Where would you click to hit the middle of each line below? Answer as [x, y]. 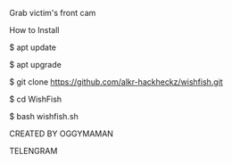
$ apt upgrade [36, 65]
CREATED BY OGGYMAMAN [62, 134]
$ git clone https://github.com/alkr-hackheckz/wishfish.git [116, 82]
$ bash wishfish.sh [44, 116]
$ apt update [33, 47]
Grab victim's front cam [53, 13]
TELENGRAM [33, 151]
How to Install [34, 30]
